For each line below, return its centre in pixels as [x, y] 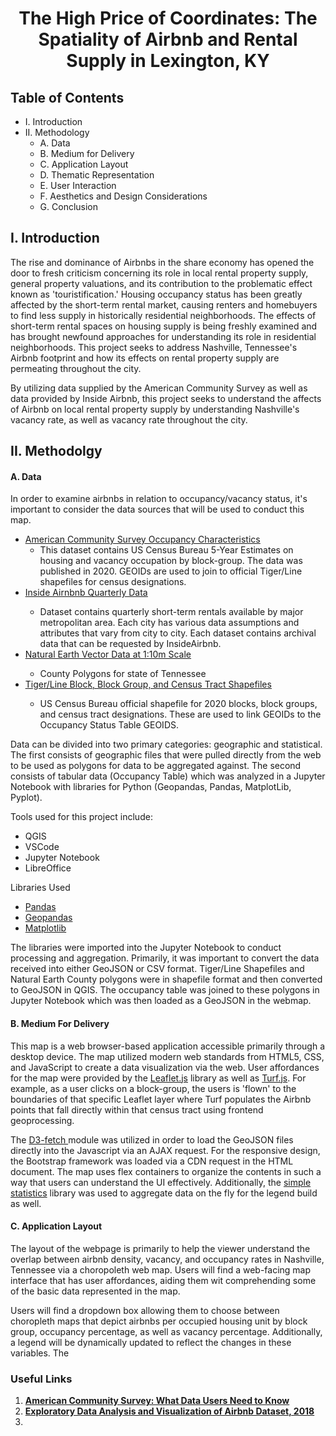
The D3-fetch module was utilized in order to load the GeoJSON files [152, 1139]
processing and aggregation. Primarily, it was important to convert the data [165, 958]
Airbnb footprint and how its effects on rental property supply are [145, 358]
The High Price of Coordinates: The [168, 18]
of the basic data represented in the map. [95, 1291]
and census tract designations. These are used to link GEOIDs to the [180, 714]
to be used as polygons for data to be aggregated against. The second [156, 766]
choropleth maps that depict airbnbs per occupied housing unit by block [159, 1321]
